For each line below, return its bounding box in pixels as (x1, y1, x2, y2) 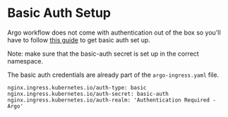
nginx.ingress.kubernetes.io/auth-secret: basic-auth (7, 90, 169, 97)
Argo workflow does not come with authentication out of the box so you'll (7, 28, 221, 37)
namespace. (7, 56, 44, 65)
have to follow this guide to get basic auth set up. (7, 35, 150, 44)
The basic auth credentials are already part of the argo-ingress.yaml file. (7, 70, 220, 79)
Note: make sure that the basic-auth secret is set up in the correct (7, 49, 199, 58)
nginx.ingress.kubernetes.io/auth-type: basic (7, 84, 147, 91)
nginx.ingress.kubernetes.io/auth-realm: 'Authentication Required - (7, 97, 217, 104)
